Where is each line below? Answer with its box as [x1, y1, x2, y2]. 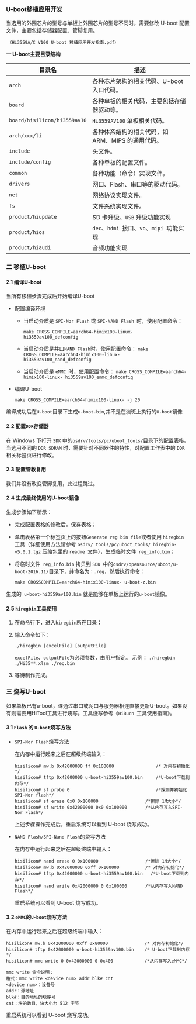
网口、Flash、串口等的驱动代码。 [92, 180, 184, 188]
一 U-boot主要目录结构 [6, 51, 61, 58]
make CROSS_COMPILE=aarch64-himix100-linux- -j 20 [14, 397, 141, 403]
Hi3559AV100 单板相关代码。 [92, 117, 168, 125]
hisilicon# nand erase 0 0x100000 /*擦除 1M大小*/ [14, 858, 181, 864]
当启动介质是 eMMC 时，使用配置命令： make [23, 368, 127, 375]
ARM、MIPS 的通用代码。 [92, 136, 163, 144]
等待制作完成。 [14, 671, 51, 679]
